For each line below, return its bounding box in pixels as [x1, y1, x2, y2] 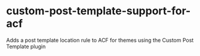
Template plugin [6, 43, 46, 50]
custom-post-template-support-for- [6, 4, 191, 18]
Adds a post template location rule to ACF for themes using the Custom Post [6, 36, 194, 43]
